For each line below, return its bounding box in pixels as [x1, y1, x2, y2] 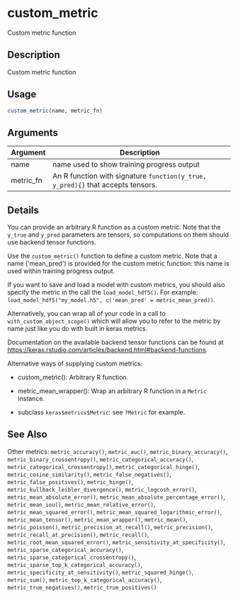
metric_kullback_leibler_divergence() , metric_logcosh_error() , [7, 485, 197, 493]
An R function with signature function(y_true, [52, 171, 207, 181]
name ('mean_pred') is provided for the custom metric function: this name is [7, 259, 229, 268]
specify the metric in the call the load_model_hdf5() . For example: [7, 288, 198, 297]
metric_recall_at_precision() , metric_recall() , [7, 530, 149, 538]
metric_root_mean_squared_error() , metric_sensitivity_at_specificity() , [7, 537, 225, 546]
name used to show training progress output [52, 159, 200, 169]
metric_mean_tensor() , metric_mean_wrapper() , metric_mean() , [7, 515, 188, 524]
